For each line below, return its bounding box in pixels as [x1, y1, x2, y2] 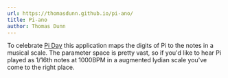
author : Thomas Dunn [7, 23, 67, 29]
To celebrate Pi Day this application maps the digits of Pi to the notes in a [7, 42, 214, 50]
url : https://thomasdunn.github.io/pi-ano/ [7, 10, 134, 17]
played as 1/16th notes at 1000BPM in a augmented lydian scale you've [7, 56, 207, 64]
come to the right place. [7, 63, 75, 72]
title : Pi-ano [7, 16, 48, 23]
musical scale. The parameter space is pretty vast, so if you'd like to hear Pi [7, 49, 222, 57]
